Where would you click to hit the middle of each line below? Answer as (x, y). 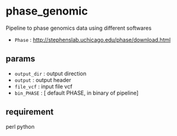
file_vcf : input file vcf (43, 86)
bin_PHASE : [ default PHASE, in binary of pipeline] (76, 93)
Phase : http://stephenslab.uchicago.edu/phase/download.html (92, 39)
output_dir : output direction (50, 73)
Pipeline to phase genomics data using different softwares (79, 28)
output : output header (43, 80)
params (21, 59)
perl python (20, 126)
